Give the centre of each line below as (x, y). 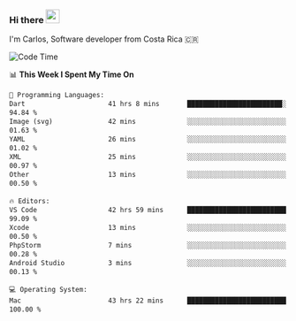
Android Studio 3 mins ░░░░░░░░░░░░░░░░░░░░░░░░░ (148, 264)
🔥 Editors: (30, 202)
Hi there (27, 19)
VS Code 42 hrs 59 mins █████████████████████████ (148, 210)
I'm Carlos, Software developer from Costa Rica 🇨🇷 (104, 39)
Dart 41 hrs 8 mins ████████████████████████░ (148, 104)
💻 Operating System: (49, 290)
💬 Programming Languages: (57, 96)
